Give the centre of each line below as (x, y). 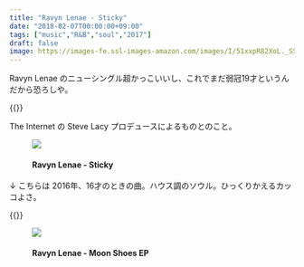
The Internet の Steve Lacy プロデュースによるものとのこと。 (123, 127)
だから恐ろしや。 (41, 90)
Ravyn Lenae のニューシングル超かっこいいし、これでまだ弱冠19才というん (149, 79)
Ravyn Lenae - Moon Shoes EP (90, 253)
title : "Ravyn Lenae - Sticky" (68, 18)
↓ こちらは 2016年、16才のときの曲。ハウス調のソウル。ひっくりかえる (143, 186)
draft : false (34, 43)
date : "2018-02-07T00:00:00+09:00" (76, 26)
